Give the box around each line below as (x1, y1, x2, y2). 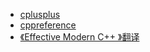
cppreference (19, 19, 77, 31)
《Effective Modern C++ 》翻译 (19, 31, 140, 43)
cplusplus (19, 9, 61, 20)
